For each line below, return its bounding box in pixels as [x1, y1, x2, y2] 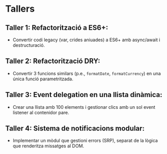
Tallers [5, 3, 35, 15]
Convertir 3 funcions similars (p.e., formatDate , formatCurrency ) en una [12, 70, 161, 76]
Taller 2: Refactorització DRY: [5, 57, 100, 66]
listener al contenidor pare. [12, 109, 70, 115]
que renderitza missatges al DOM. [12, 143, 85, 149]
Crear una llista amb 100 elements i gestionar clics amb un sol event [12, 104, 155, 110]
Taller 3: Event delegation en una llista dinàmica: [5, 90, 163, 99]
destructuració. [12, 42, 45, 48]
